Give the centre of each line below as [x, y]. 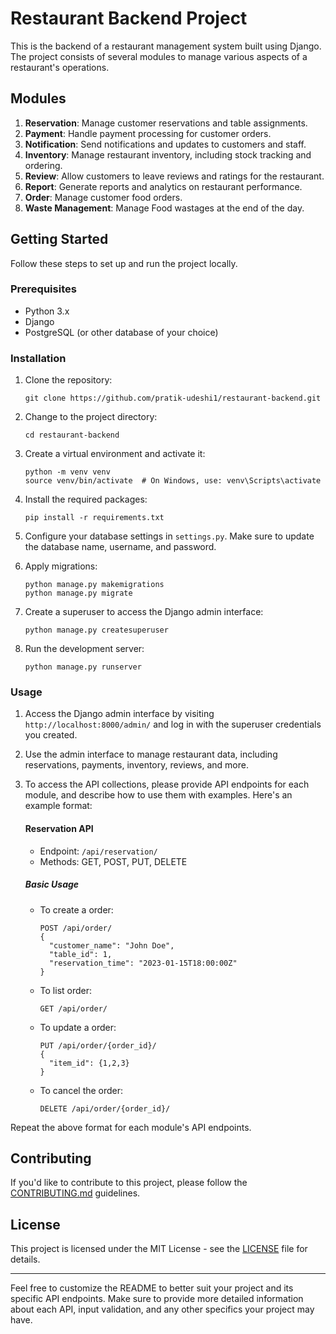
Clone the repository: [68, 380]
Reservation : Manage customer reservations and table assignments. [166, 123]
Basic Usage [52, 884]
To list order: [66, 990]
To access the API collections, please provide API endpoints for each [167, 784]
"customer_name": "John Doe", [111, 945]
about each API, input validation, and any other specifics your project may [162, 1309]
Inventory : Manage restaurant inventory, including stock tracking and [168, 154]
